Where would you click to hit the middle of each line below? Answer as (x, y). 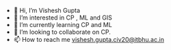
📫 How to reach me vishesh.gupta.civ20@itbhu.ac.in (89, 40)
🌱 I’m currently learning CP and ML (63, 25)
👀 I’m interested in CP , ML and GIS (63, 18)
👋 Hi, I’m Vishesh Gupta (47, 10)
